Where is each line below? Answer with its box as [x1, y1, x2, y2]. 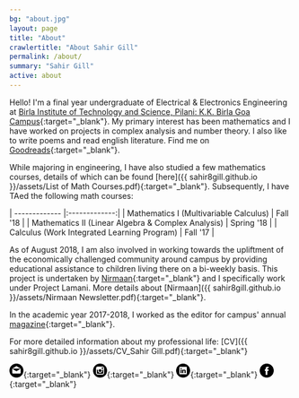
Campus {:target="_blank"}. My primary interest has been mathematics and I [9, 116, 291, 126]
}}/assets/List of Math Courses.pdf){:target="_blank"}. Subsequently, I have [9, 180, 290, 192]
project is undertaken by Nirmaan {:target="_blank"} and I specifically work [9, 273, 286, 283]
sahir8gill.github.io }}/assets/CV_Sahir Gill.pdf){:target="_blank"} [9, 345, 249, 356]
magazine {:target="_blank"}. [9, 318, 115, 329]
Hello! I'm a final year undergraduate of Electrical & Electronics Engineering [9, 97, 287, 108]
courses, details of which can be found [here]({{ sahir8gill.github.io [9, 171, 258, 182]
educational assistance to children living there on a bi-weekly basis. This [9, 263, 278, 273]
